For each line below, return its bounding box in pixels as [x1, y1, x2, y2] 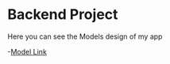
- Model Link [7, 47, 47, 56]
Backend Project [7, 6, 118, 24]
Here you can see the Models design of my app [7, 32, 163, 41]
